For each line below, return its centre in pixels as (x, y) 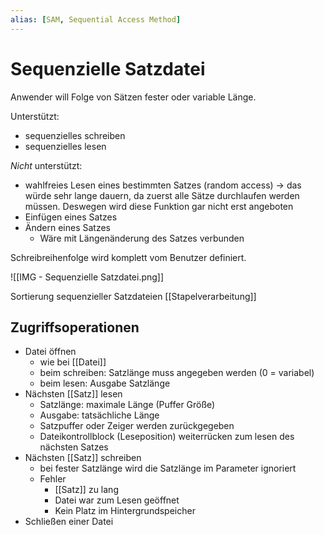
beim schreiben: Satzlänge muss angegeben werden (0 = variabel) (177, 373)
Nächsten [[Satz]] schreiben (83, 458)
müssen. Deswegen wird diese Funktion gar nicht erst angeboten (159, 206)
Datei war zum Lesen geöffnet (117, 500)
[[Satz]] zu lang (86, 490)
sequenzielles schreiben (75, 135)
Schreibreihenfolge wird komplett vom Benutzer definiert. (128, 257)
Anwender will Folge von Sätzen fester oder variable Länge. (133, 97)
